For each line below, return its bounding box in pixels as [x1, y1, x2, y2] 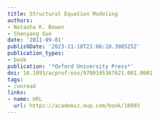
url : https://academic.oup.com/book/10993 [13, 102, 140, 109]
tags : [7, 76, 23, 83]
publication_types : [7, 50, 65, 57]
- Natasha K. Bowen [7, 23, 65, 30]
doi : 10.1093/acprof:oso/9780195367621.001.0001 [7, 69, 153, 76]
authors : [7, 17, 33, 24]
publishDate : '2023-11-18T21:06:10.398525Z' [7, 43, 140, 50]
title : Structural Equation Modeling [7, 10, 118, 18]
